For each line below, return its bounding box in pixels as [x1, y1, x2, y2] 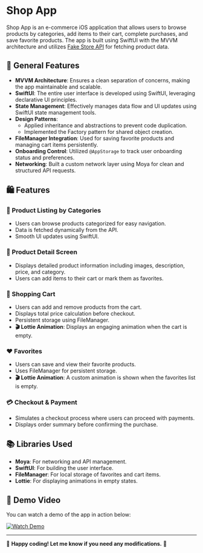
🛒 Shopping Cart [6, 290, 56, 298]
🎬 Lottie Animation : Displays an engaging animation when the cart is [14, 323, 187, 331]
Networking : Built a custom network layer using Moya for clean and [14, 160, 184, 167]
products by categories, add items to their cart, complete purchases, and [6, 30, 188, 37]
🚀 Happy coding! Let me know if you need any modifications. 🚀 [6, 540, 167, 548]
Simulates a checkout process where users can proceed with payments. [14, 414, 195, 422]
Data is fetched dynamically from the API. [14, 227, 119, 234]
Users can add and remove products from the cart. [14, 303, 142, 311]
